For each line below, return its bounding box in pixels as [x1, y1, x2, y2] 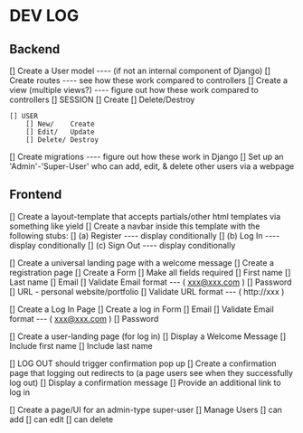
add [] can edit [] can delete [9, 413, 114, 425]
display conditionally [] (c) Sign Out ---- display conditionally [9, 240, 236, 250]
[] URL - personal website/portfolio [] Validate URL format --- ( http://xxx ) [9, 286, 285, 297]
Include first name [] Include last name [9, 340, 153, 351]
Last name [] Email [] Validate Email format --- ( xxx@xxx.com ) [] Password [9, 277, 292, 287]
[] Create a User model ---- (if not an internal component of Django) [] [9, 65, 271, 76]
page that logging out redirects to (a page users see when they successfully [9, 367, 294, 378]
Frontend [9, 187, 62, 202]
